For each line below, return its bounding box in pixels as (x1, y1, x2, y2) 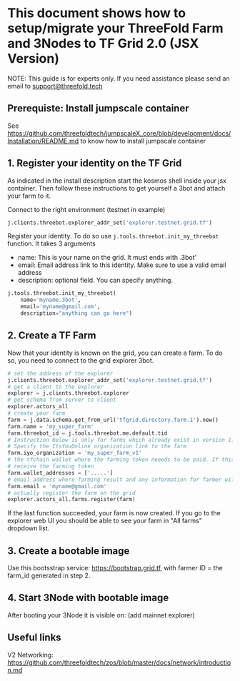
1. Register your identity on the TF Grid (7, 157, 182, 169)
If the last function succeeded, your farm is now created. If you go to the (7, 509, 221, 518)
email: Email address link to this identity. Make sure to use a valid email (17, 261, 226, 269)
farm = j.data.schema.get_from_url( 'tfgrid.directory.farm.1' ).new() (7, 416, 219, 423)
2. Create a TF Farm (7, 330, 96, 342)
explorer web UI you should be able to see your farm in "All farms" (7, 516, 202, 525)
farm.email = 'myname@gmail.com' (7, 483, 107, 490)
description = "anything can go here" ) (20, 310, 133, 317)
